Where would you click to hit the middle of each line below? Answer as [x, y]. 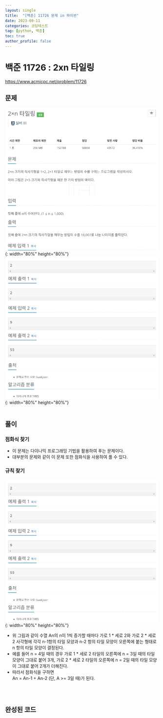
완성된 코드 [21, 709]
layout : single [20, 10]
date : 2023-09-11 [23, 21]
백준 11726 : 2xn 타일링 [50, 68]
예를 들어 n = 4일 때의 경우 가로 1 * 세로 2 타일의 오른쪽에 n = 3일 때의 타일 [83, 653]
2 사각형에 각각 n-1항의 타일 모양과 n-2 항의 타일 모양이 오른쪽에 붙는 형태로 [84, 641]
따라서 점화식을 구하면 [33, 672]
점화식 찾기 [17, 439]
